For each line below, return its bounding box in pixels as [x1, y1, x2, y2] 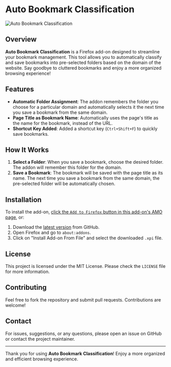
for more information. [5, 268, 50, 274]
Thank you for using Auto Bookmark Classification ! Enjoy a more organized [5, 350, 165, 356]
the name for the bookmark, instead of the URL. [12, 120, 113, 126]
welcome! [5, 302, 26, 308]
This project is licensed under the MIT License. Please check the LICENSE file [5, 263, 166, 269]
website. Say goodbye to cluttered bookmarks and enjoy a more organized [5, 65, 162, 71]
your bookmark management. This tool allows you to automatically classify [5, 54, 162, 60]
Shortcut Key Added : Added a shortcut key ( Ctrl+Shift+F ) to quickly [12, 126, 158, 132]
